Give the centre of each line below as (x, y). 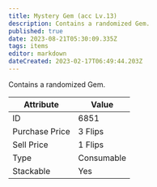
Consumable (102, 158)
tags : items (28, 46)
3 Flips (91, 131)
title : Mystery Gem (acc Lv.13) (63, 16)
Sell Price (30, 145)
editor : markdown (38, 54)
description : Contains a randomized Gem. (79, 24)
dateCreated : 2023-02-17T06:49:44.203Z (76, 62)
